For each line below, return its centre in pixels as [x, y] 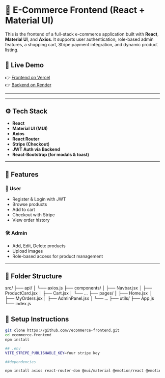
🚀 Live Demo [25, 65]
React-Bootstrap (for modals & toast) [51, 154]
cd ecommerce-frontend [28, 335]
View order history [31, 220]
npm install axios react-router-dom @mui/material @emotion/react [74, 371]
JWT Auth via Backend [36, 149]
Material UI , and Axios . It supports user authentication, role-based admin [79, 39]
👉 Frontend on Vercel [28, 77]
